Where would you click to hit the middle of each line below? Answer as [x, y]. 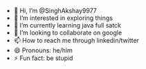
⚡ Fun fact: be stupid [43, 58]
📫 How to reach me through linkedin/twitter [76, 40]
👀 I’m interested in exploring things [63, 18]
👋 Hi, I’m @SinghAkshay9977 [55, 11]
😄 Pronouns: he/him [43, 50]
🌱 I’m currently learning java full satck [67, 25]
